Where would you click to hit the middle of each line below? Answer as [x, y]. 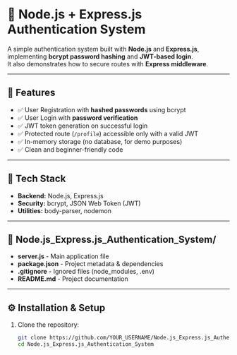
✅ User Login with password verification [78, 118]
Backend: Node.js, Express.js [60, 195]
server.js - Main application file [63, 256]
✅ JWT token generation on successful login [83, 126]
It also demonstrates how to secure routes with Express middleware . [108, 64]
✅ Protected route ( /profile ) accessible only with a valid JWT [108, 133]
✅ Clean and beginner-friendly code [70, 149]
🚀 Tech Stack [37, 179]
